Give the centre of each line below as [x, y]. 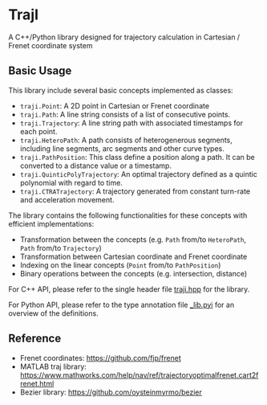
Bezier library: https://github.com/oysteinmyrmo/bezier [111, 392]
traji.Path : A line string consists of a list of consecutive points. [125, 114]
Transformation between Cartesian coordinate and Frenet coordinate [133, 256]
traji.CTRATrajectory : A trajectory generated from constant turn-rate [135, 191]
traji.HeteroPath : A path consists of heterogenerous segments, [126, 140]
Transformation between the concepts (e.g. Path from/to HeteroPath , [133, 239]
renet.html [37, 383]
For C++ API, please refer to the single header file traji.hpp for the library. [129, 289]
